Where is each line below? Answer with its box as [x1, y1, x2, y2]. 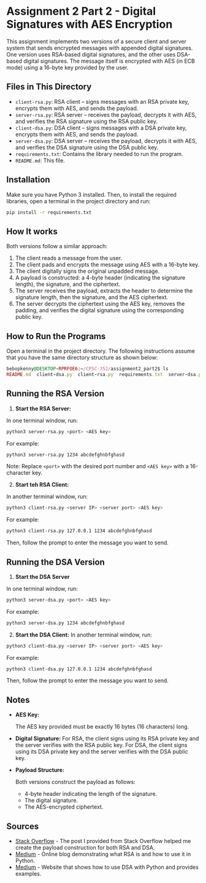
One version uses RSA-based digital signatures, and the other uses [6, 50, 176, 58]
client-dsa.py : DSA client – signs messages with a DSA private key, [15, 124, 187, 131]
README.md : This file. [15, 157, 66, 164]
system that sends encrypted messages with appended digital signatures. [6, 44, 193, 52]
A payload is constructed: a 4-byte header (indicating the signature [15, 274, 186, 281]
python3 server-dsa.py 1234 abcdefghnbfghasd [6, 619, 124, 626]
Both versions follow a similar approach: [6, 243, 108, 250]
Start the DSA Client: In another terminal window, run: [15, 631, 152, 638]
